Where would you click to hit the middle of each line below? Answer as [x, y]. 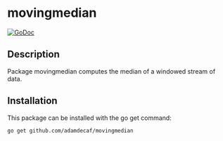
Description [33, 54]
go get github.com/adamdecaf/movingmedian [70, 130]
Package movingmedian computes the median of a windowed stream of [111, 71]
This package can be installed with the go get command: [90, 118]
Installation [32, 101]
